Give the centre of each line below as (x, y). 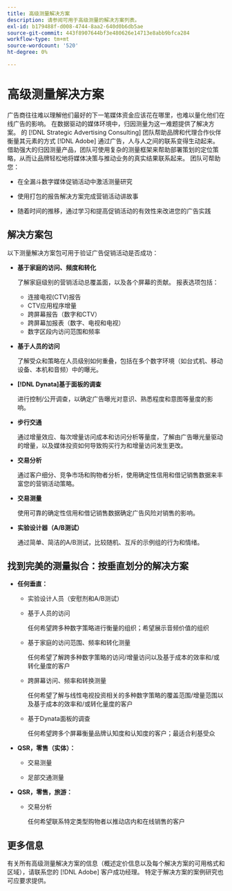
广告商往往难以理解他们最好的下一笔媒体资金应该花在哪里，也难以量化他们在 (116, 115)
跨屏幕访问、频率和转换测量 (67, 681)
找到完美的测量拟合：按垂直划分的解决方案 (98, 566)
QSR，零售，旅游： (45, 792)
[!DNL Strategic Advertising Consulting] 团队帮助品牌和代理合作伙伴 (125, 132)
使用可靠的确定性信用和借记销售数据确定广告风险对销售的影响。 (108, 513)
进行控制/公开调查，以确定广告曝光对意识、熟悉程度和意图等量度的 (112, 399)
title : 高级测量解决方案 (39, 13)
